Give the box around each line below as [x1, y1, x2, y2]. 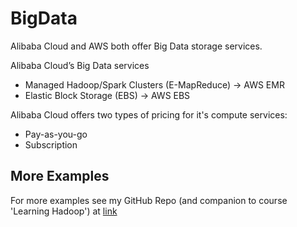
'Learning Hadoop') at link [10, 205, 118, 217]
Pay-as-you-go [24, 128, 88, 140]
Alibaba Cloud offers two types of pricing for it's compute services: [10, 108, 288, 121]
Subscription [24, 138, 78, 151]
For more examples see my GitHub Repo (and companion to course [10, 194, 288, 206]
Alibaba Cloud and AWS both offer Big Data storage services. [10, 40, 263, 52]
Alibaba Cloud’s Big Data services [10, 59, 150, 71]
